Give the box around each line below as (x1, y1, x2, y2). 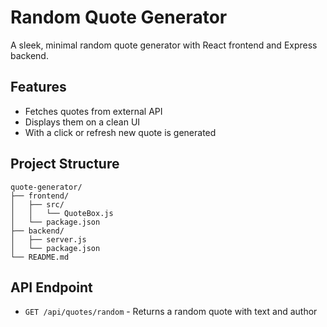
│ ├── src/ (10, 199, 65, 210)
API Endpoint (10, 279, 93, 296)
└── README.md (10, 252, 70, 262)
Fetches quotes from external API (24, 105, 163, 117)
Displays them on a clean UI (24, 116, 141, 128)
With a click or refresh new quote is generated (24, 126, 217, 138)
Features (10, 79, 67, 96)
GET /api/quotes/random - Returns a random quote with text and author (24, 306, 318, 318)
